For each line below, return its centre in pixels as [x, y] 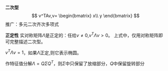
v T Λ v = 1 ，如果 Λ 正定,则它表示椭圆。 [43, 52]
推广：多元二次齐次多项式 [32, 24]
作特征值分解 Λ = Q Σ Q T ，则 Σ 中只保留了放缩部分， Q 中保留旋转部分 [75, 63]
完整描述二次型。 [27, 42]
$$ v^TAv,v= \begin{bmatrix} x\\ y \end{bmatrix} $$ [86, 16]
